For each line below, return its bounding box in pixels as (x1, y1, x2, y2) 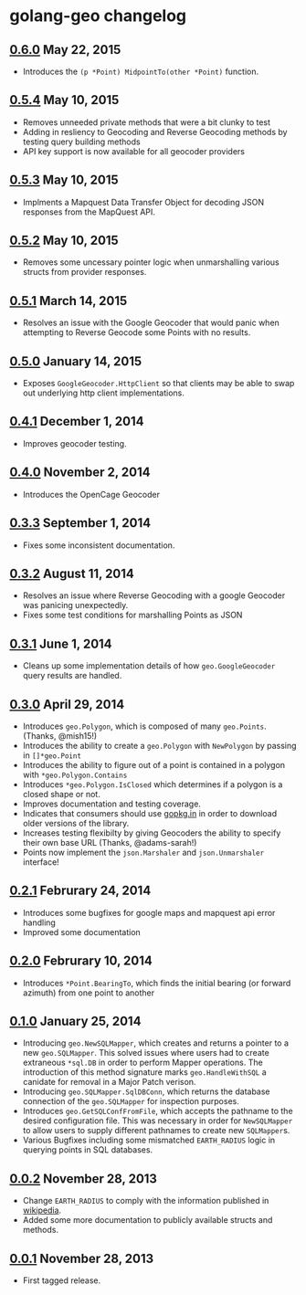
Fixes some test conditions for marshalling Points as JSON (22, 609, 243, 621)
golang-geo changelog (9, 5, 187, 26)
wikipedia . (22, 1205, 62, 1216)
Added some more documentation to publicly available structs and (22, 1215, 273, 1226)
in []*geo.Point (22, 750, 82, 761)
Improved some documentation (22, 926, 142, 937)
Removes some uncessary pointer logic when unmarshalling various (22, 257, 280, 268)
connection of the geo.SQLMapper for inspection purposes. (22, 1096, 239, 1107)
